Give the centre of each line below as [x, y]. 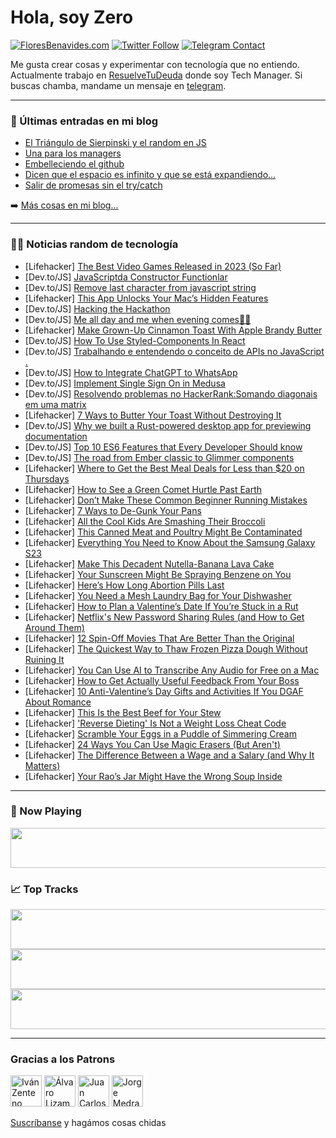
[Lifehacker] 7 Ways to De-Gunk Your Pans [113, 510]
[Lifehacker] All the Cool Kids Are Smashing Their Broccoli [145, 521]
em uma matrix [55, 404]
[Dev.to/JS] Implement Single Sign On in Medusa [125, 383]
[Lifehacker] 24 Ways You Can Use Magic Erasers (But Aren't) [152, 744]
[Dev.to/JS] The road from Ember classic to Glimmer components [159, 457]
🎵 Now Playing [46, 811]
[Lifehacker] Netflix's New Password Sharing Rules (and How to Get [164, 617]
